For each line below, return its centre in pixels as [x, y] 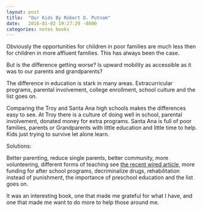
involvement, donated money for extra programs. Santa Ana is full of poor [99, 121]
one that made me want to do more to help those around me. [83, 202]
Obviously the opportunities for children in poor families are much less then [101, 47]
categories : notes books [38, 29]
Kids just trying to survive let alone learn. [58, 134]
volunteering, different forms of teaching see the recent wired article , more [101, 165]
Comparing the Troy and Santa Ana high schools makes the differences [96, 108]
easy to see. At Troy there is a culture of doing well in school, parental [94, 115]
